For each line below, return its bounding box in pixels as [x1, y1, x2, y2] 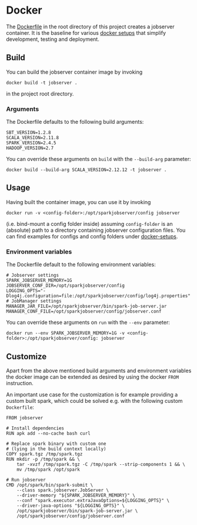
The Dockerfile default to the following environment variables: [6, 261, 156, 268]
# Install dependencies [6, 425, 65, 431]
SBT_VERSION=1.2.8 [6, 130, 51, 136]
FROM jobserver [6, 415, 44, 421]
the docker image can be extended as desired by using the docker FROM [6, 373, 179, 380]
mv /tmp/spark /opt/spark [16, 467, 81, 472]
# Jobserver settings [6, 273, 59, 278]
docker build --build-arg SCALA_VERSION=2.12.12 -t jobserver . [6, 167, 167, 173]
